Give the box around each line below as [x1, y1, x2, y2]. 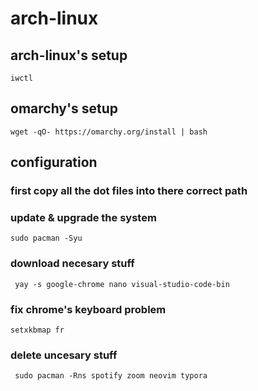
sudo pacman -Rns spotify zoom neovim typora [14, 371, 208, 381]
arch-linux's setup [10, 47, 128, 64]
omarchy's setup [10, 100, 118, 117]
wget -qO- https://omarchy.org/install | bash [10, 127, 208, 137]
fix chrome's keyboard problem [10, 302, 167, 316]
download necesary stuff [10, 257, 135, 271]
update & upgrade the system [10, 211, 157, 225]
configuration [10, 154, 98, 171]
